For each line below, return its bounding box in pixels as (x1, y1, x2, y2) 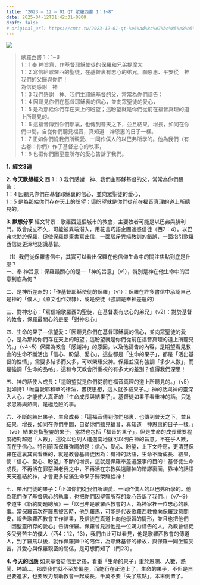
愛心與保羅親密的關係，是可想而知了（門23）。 (21, 545, 136, 552)
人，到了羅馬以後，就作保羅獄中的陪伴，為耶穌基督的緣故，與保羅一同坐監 (6, 537, 189, 545)
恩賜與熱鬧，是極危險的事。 (11, 400, 79, 408)
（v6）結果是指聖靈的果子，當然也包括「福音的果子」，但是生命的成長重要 (6, 428, 187, 435)
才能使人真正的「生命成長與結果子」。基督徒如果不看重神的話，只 (26, 393, 186, 400)
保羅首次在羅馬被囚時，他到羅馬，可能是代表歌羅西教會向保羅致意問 (21, 508, 189, 515)
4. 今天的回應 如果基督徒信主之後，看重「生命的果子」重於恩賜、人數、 (6, 558, 181, 565)
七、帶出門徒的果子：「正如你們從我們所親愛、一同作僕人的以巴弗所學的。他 (6, 486, 192, 493)
